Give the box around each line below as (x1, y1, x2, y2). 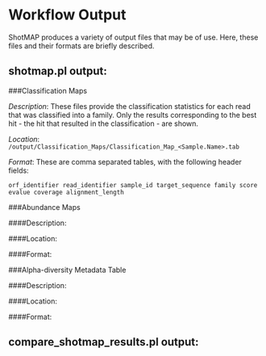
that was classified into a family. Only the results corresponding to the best (8, 110, 257, 119)
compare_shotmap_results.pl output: (8, 335, 199, 349)
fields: (8, 165, 30, 175)
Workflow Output (8, 6, 127, 24)
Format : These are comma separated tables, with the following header (8, 157, 242, 166)
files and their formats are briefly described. (8, 40, 155, 50)
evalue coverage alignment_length (8, 188, 125, 196)
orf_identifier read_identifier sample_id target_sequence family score (8, 181, 258, 189)
